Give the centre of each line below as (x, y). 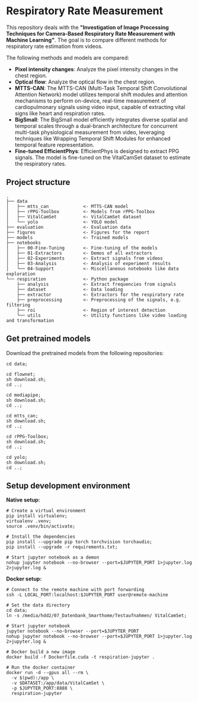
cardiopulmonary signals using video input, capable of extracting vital (100, 107)
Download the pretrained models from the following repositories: (85, 353)
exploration (21, 274)
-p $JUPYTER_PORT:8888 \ (42, 688)
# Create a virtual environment (46, 511)
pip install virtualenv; (37, 516)
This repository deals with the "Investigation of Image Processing (87, 27)
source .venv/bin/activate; (41, 526)
